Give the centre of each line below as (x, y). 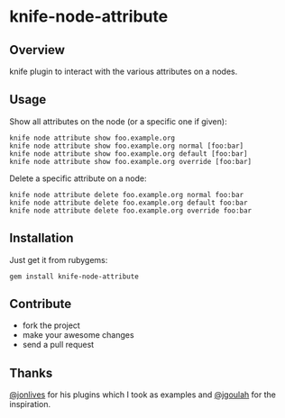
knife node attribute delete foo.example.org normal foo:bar (127, 195)
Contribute (41, 304)
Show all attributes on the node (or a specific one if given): (118, 121)
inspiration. (30, 404)
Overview (37, 50)
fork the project (51, 325)
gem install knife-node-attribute (74, 277)
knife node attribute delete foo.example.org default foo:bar (129, 203)
